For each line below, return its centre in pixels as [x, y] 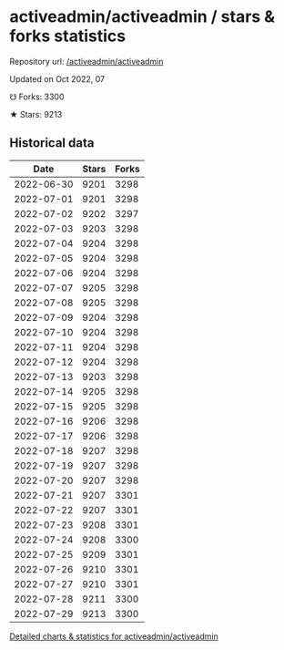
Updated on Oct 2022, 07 [57, 78]
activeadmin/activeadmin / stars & [142, 17]
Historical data [52, 143]
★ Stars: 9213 [36, 114]
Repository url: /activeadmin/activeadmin [86, 61]
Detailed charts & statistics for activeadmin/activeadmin [114, 636]
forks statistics [67, 36]
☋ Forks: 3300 [37, 97]
